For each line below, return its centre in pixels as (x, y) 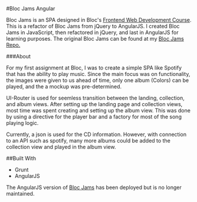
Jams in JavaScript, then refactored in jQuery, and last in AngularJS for (92, 32)
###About (19, 56)
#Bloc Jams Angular (31, 9)
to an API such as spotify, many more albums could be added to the (88, 140)
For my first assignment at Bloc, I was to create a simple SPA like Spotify (94, 68)
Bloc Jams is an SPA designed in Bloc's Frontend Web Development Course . (99, 20)
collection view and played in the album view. (61, 147)
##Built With (21, 158)
